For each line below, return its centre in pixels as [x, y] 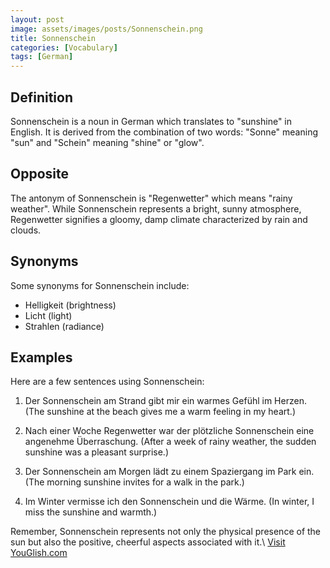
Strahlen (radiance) [64, 326]
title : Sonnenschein [53, 38]
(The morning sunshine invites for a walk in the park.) [134, 482]
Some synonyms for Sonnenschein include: [100, 285]
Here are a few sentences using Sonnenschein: [107, 382]
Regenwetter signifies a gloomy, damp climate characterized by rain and [159, 219]
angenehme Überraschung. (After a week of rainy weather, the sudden [170, 442]
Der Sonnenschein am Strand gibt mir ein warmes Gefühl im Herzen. [165, 401]
